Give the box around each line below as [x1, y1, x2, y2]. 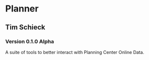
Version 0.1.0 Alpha [5, 38, 54, 45]
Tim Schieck [5, 23, 46, 31]
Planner [5, 3, 39, 14]
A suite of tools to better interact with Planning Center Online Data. [5, 49, 144, 55]
